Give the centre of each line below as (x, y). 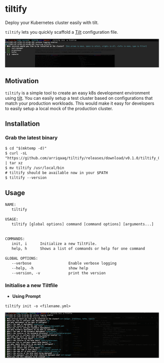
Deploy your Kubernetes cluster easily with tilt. (52, 23)
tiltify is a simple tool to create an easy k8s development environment (78, 93)
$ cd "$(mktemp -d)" (26, 148)
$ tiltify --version (26, 178)
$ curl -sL (16, 153)
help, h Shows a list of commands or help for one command (78, 249)
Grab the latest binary (31, 138)
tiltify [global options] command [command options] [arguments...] (82, 224)
